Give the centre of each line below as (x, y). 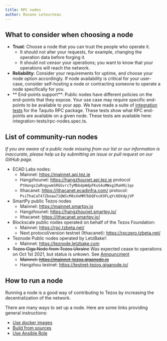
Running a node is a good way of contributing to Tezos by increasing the (80, 292)
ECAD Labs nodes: (32, 169)
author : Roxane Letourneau (33, 14)
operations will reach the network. (55, 68)
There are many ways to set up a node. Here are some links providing (77, 307)
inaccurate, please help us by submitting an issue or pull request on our (79, 154)
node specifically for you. (38, 89)
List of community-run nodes (52, 137)
